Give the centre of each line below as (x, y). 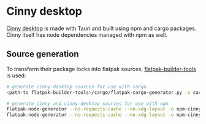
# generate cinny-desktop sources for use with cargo (77, 87)
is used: (16, 76)
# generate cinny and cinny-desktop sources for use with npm (87, 103)
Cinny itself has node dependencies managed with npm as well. (87, 34)
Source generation (43, 54)
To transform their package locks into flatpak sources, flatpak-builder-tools (101, 69)
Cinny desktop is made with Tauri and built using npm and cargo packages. (101, 28)
